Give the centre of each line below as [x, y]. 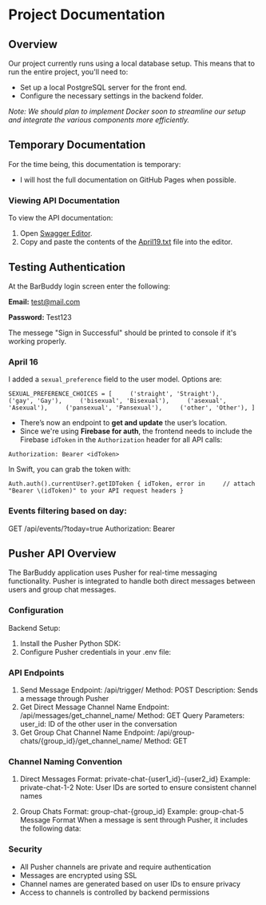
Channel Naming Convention [66, 761]
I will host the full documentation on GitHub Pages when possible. [128, 179]
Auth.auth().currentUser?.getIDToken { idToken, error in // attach [132, 484]
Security [25, 849]
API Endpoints [36, 672]
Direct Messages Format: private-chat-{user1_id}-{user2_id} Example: [135, 779]
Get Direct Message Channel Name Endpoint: [94, 707]
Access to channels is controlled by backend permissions [115, 892]
